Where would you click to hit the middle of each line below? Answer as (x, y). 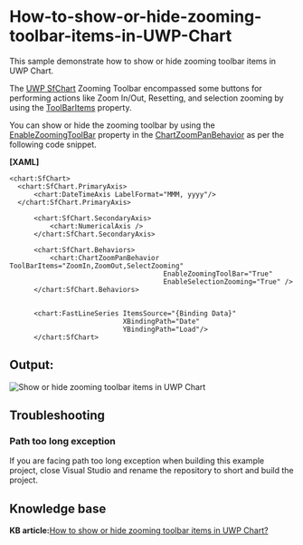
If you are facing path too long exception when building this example (137, 461)
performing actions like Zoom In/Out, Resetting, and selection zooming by (147, 98)
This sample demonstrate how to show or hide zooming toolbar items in (143, 61)
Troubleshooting (57, 416)
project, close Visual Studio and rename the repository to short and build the (151, 471)
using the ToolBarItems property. (71, 107)
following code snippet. (53, 144)
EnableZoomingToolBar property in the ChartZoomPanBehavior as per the (147, 134)
